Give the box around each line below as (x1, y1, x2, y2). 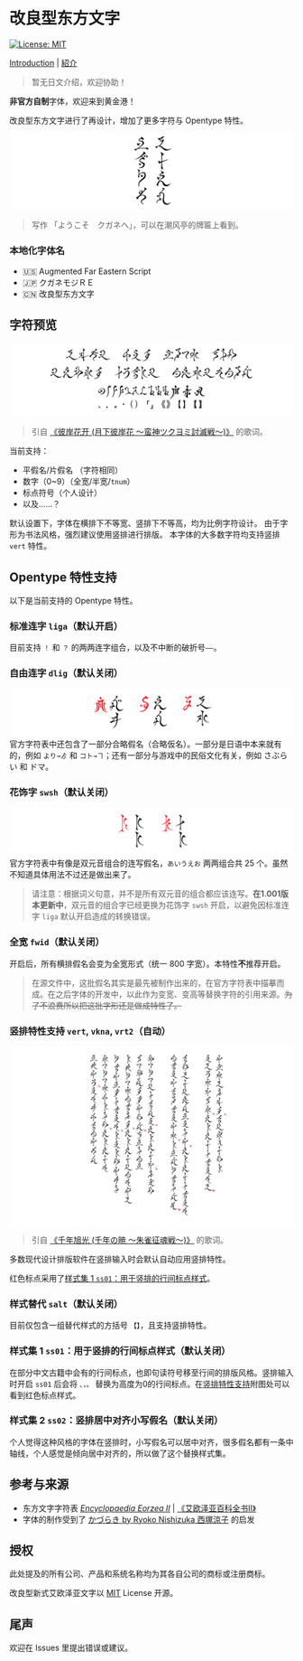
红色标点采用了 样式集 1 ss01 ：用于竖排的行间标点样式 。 (9, 1272, 216, 1283)
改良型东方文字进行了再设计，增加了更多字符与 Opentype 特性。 (9, 115, 249, 126)
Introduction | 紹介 (9, 57, 78, 68)
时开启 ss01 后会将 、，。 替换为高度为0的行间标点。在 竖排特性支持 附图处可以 (9, 1378, 290, 1389)
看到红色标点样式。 (9, 1389, 81, 1401)
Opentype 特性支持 (9, 569, 117, 585)
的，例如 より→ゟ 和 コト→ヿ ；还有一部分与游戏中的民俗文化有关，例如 (9, 750, 262, 761)
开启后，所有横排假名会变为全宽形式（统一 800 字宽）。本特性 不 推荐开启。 (9, 958, 286, 969)
